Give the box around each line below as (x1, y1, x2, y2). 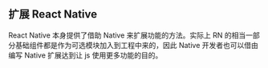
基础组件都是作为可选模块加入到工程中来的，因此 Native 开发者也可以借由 (14, 40, 259, 50)
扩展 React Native (8, 7, 98, 22)
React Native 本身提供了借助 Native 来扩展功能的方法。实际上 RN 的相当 (8, 30, 246, 40)
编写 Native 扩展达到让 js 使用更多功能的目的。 (8, 50, 163, 60)
